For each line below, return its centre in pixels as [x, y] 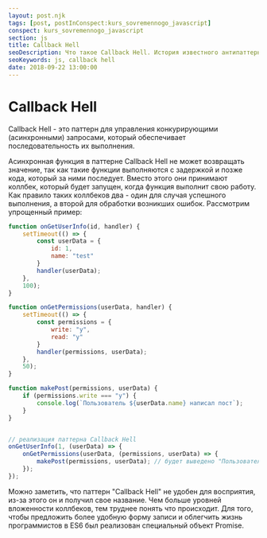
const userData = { [69, 241]
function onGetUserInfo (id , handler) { [74, 226]
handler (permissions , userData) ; [92, 352]
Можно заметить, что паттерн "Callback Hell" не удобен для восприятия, [132, 491]
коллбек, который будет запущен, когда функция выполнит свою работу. [132, 186]
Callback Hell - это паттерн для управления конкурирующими [113, 129]
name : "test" [72, 256]
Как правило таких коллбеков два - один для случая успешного [117, 195]
